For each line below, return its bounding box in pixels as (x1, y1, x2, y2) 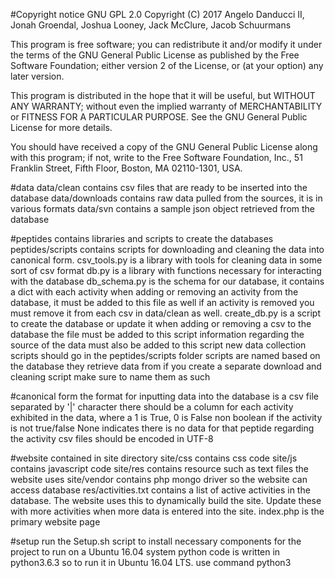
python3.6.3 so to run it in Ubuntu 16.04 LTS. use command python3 (10, 557, 292, 568)
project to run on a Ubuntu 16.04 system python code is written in (10, 546, 281, 558)
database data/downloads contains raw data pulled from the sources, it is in (10, 192, 323, 204)
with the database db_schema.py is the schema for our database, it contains (10, 275, 325, 287)
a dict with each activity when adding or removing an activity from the (10, 286, 299, 298)
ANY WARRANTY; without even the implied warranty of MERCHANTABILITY (10, 100, 323, 112)
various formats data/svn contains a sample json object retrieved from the (10, 203, 315, 214)
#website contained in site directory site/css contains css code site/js (10, 452, 298, 464)
